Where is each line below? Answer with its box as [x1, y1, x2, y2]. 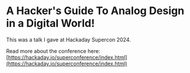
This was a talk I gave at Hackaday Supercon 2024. [6, 36, 131, 43]
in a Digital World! [6, 16, 95, 30]
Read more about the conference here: [6, 47, 100, 54]
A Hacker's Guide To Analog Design [6, 4, 185, 18]
